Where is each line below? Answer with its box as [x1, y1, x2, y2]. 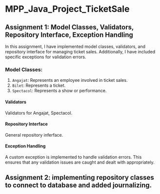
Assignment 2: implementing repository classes [5, 173, 155, 182]
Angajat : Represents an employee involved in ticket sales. [12, 77, 128, 83]
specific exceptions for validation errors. [5, 54, 86, 60]
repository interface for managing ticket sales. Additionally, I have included [5, 49, 156, 54]
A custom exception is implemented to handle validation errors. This [5, 154, 142, 160]
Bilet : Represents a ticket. [12, 82, 66, 89]
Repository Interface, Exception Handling [5, 30, 133, 39]
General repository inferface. [5, 132, 63, 138]
